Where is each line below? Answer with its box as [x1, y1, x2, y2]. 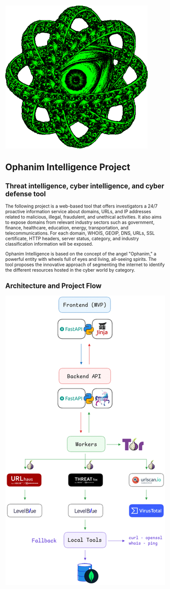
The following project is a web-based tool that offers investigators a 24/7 [5, 203, 158, 209]
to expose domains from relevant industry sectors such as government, [5, 219, 155, 225]
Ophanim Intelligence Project [5, 161, 130, 173]
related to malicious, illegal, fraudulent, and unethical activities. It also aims [5, 214, 162, 220]
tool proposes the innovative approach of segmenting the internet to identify [5, 261, 165, 268]
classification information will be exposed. [5, 241, 93, 247]
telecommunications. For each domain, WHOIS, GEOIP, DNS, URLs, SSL [5, 230, 155, 236]
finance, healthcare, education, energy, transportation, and [5, 225, 128, 230]
